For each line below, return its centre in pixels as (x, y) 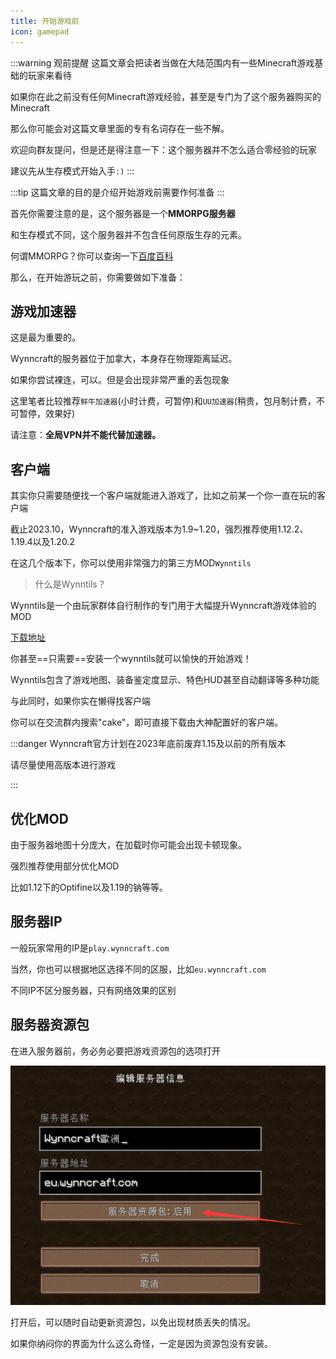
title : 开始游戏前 (45, 21)
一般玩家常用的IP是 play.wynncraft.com (90, 947)
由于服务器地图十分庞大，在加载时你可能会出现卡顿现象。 (128, 844)
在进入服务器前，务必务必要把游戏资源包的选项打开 (115, 1051)
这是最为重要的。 (45, 337)
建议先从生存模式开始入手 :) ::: (72, 171)
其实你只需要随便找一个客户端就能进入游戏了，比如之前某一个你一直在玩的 (163, 496)
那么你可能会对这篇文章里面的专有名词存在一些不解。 (120, 128)
